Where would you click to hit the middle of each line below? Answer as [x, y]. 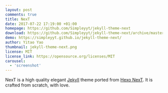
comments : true [21, 14]
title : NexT [17, 19]
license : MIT [19, 51]
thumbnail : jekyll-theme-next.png [41, 47]
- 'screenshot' [25, 65]
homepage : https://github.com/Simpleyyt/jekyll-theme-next [68, 28]
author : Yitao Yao [24, 42]
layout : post [19, 10]
